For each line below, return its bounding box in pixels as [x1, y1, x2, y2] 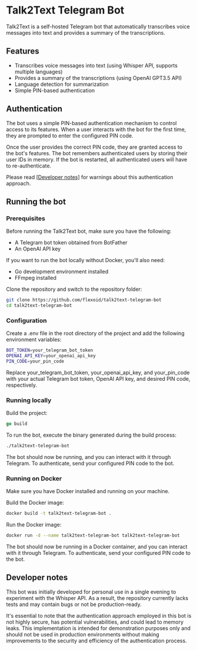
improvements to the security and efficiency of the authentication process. [6, 637, 187, 644]
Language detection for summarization [14, 81, 109, 88]
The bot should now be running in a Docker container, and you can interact [6, 543, 188, 550]
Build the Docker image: [6, 499, 65, 506]
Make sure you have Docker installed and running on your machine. [6, 488, 170, 495]
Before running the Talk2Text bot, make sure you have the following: [6, 227, 172, 235]
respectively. [6, 381, 37, 388]
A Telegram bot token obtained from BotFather [14, 239, 128, 246]
